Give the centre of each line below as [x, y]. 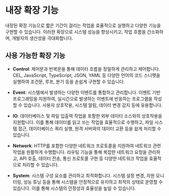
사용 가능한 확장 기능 [35, 56]
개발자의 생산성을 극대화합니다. [43, 38]
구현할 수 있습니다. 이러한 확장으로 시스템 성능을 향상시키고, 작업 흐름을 [76, 31]
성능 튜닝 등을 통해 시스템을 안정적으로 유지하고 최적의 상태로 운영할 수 [93, 182]
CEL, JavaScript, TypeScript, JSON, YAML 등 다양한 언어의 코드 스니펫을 [87, 75]
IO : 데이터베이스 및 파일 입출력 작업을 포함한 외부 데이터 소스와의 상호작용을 [87, 116]
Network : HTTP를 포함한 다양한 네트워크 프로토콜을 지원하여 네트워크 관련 [87, 146]
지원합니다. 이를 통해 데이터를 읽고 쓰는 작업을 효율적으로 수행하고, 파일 [83, 122]
